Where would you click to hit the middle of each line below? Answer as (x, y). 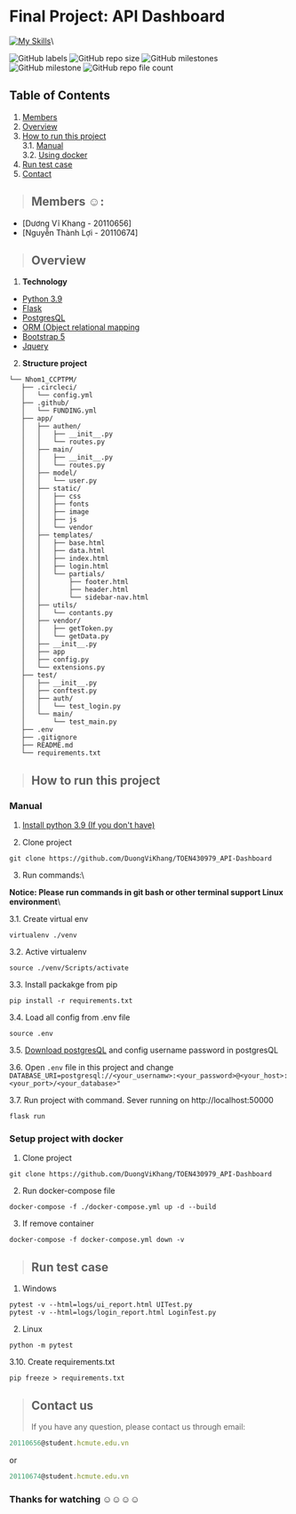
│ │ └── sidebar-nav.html (85, 597)
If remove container (58, 1223)
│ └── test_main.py (69, 722)
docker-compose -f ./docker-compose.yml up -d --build (113, 1207)
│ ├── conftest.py (59, 691)
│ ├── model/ (49, 473)
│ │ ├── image (55, 512)
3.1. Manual (43, 145)
